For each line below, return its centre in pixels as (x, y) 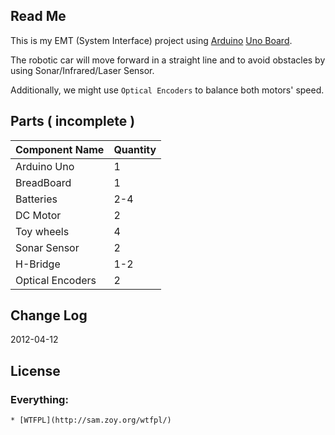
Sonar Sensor (47, 247)
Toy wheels (42, 231)
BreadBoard (43, 182)
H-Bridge (38, 264)
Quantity (135, 149)
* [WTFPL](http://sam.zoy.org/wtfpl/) (91, 420)
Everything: (39, 399)
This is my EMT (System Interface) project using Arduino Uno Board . (151, 40)
